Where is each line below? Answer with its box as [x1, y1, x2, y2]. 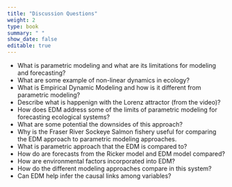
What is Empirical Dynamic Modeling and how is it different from [17, 84, 201, 91]
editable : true [7, 42, 51, 49]
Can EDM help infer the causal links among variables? [17, 172, 172, 180]
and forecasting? [17, 69, 66, 77]
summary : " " [7, 29, 45, 37]
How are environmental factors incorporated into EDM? [17, 157, 176, 165]
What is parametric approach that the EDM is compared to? [17, 143, 188, 150]
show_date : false [7, 36, 58, 43]
